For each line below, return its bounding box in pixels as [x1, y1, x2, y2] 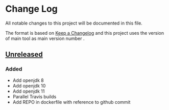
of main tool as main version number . [5, 35, 85, 41]
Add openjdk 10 [12, 82, 46, 89]
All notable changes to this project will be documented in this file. [5, 20, 143, 26]
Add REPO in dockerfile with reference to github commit [12, 99, 131, 105]
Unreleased [5, 50, 43, 59]
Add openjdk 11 [12, 88, 45, 94]
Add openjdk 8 [12, 77, 44, 83]
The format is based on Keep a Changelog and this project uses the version [5, 30, 164, 36]
